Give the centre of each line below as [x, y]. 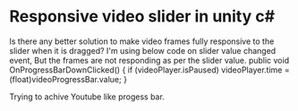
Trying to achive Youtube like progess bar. [87, 97]
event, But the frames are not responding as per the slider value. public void [149, 60]
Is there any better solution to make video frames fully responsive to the [142, 41]
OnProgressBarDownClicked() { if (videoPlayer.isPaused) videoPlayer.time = [149, 70]
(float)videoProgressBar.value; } [68, 79]
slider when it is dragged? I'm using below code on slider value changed [143, 50]
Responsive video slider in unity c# [142, 17]
